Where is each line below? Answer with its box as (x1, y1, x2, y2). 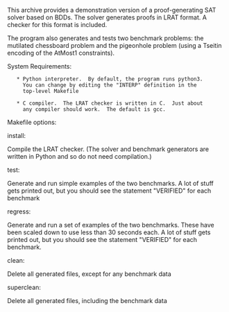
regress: (7, 207, 31, 216)
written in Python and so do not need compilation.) (7, 153, 152, 160)
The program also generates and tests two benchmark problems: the (7, 34, 204, 42)
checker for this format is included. (7, 21, 108, 28)
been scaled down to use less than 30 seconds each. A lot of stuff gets (7, 228, 211, 236)
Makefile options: (7, 118, 57, 126)
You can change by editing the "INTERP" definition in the (22, 82, 197, 89)
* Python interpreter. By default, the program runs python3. (16, 76, 203, 83)
